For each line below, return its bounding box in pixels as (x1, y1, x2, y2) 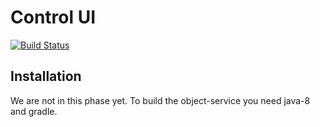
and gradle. (10, 105, 58, 117)
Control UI (10, 6, 97, 29)
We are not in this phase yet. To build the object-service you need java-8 (10, 94, 311, 106)
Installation (10, 68, 82, 85)
